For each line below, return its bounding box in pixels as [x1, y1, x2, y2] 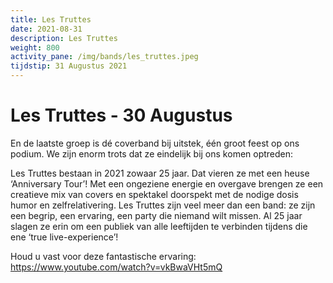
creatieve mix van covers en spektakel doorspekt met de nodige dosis [10, 188, 299, 200]
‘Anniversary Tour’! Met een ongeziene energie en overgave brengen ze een [10, 177, 324, 190]
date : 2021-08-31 [10, 24, 83, 34]
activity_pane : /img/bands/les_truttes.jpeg [10, 52, 199, 62]
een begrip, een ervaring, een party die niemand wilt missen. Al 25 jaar [10, 209, 303, 221]
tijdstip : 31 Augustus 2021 [10, 61, 128, 71]
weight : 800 [10, 42, 60, 53]
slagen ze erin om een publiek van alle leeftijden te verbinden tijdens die [10, 220, 308, 232]
